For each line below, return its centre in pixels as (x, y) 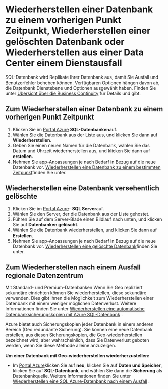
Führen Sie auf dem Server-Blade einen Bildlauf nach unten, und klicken (87, 219)
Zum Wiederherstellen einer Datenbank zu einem (84, 109)
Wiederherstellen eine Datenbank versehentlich (82, 188)
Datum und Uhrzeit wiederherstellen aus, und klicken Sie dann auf (81, 151)
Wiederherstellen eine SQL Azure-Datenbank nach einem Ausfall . (81, 381)
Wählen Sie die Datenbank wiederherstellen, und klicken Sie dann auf (85, 230)
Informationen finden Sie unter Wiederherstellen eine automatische (75, 309)
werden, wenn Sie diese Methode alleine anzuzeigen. (61, 346)
